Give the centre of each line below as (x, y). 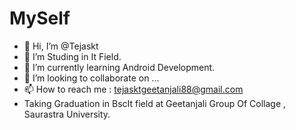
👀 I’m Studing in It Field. (72, 56)
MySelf (40, 18)
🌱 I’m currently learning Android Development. (119, 67)
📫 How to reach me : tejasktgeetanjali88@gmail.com (133, 89)
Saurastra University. (67, 114)
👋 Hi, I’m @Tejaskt (61, 46)
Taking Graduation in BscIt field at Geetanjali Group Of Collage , (155, 103)
